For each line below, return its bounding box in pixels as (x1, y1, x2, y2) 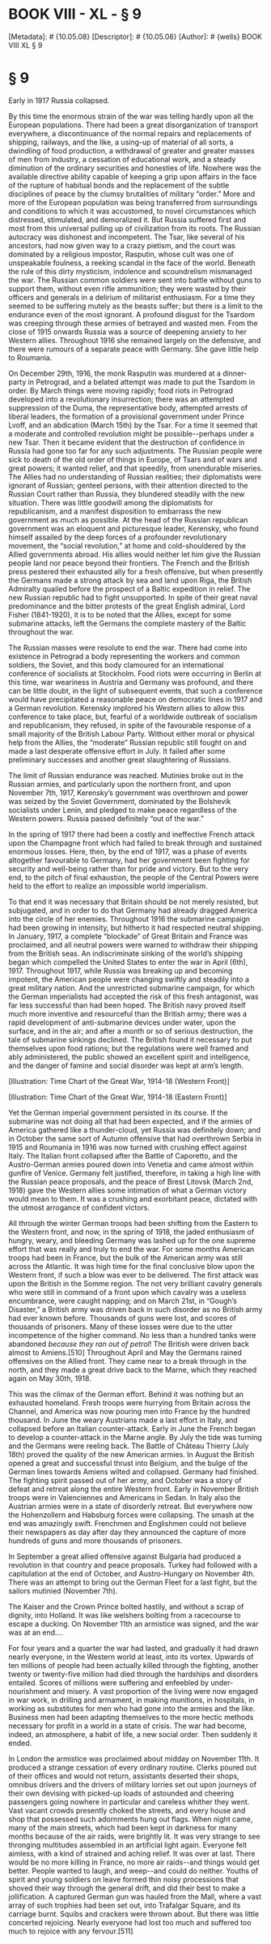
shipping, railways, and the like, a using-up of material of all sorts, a (8, 137, 234, 147)
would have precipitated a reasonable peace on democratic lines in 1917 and (8, 695, 263, 704)
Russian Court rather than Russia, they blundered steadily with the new (8, 488, 245, 499)
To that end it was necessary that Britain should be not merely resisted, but (8, 897, 259, 906)
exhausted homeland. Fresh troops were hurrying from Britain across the (8, 1397, 251, 1408)
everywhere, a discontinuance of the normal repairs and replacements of (8, 128, 252, 138)
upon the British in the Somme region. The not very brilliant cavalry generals (8, 1279, 263, 1288)
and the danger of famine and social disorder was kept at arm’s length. (8, 1060, 244, 1070)
